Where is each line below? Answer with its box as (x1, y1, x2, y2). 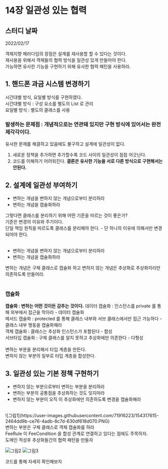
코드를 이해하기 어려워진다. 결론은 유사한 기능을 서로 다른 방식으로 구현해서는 (12, 158, 163, 164)
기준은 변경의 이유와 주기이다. (5, 218, 64, 225)
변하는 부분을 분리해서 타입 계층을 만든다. (5, 347, 87, 353)
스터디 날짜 (5, 26, 38, 35)
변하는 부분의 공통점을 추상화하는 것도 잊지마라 (12, 390, 105, 396)
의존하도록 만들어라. (5, 271, 45, 277)
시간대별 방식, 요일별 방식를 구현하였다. (5, 94, 82, 100)
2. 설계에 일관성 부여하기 (5, 181, 77, 190)
